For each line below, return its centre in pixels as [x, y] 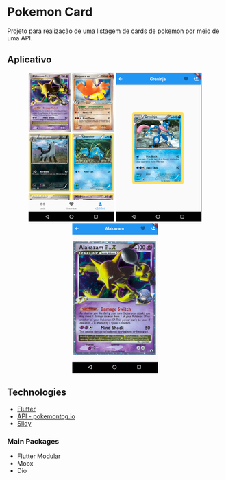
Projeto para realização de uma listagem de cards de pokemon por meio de [113, 31]
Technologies [37, 393]
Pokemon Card [50, 12]
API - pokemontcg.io [46, 416]
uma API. [20, 38]
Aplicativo [29, 60]
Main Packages [33, 441]
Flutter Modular [39, 456]
